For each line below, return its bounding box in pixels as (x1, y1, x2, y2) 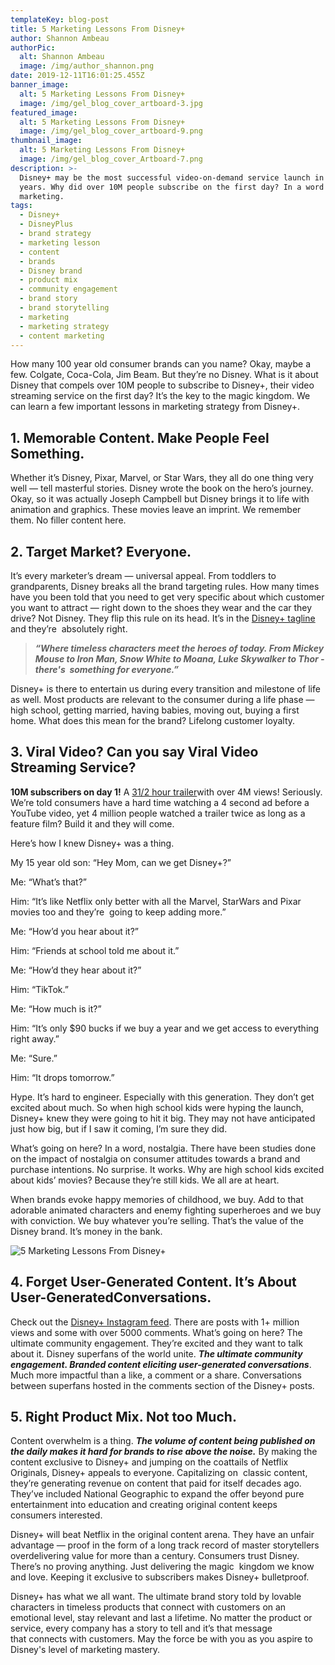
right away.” (10, 1032, 60, 1045)
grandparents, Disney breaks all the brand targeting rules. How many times (10, 581, 320, 592)
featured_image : (10, 107, 78, 118)
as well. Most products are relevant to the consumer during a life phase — (10, 694, 315, 705)
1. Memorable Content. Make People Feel (10, 429, 270, 446)
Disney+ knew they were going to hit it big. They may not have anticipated (10, 1112, 316, 1124)
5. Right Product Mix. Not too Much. (10, 1409, 237, 1426)
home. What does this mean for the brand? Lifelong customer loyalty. (10, 715, 296, 726)
